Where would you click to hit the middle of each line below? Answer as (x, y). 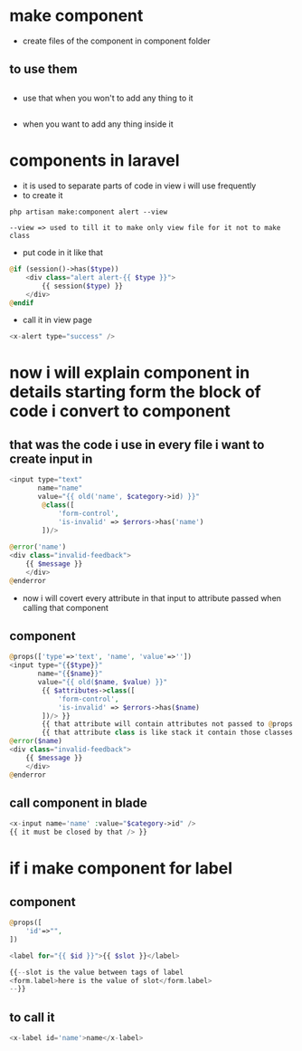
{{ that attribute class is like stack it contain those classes (168, 733)
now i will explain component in (130, 373)
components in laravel (94, 161)
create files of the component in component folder (116, 41)
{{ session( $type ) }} (83, 286)
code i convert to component (120, 411)
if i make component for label (121, 869)
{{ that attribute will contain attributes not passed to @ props (168, 724)
